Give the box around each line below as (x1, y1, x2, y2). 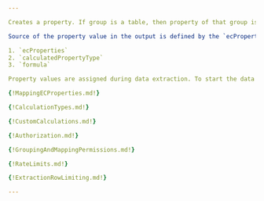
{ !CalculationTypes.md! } (8, 103, 90, 111)
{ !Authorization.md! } (8, 131, 79, 139)
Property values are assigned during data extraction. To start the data (8, 75, 255, 83)
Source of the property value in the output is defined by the (8, 32, 220, 40)
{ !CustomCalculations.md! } (8, 117, 97, 125)
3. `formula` (8, 61, 51, 69)
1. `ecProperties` (8, 46, 68, 55)
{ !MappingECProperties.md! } (8, 89, 101, 98)
